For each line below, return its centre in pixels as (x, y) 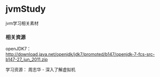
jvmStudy (26, 9)
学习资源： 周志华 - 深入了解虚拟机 (41, 70)
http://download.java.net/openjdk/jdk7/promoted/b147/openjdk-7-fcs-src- (80, 54)
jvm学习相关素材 (22, 23)
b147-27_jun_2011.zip (27, 59)
